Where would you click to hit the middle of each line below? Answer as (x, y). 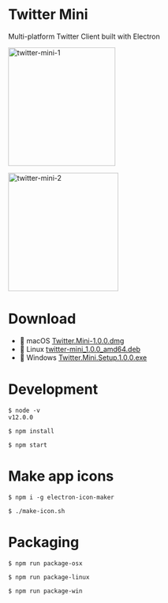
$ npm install (32, 431)
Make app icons (61, 476)
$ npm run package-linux (49, 577)
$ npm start (28, 445)
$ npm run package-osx (45, 563)
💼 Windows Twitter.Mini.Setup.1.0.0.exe (83, 358)
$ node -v (24, 410)
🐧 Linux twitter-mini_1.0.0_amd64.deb (80, 349)
